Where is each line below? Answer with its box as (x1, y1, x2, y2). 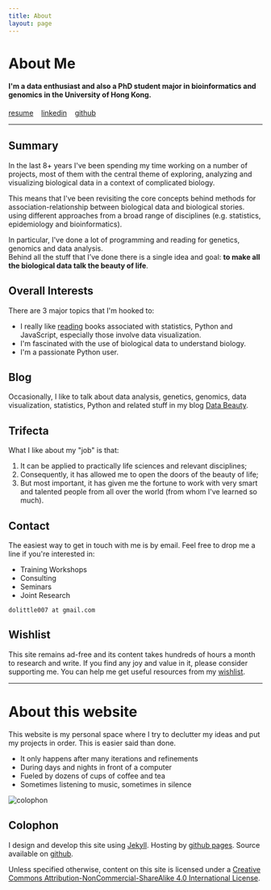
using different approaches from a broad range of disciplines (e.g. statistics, (8, 210, 261, 220)
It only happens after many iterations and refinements (19, 753, 199, 763)
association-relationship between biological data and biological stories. (8, 201, 245, 211)
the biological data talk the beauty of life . (8, 261, 149, 270)
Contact (8, 519, 50, 532)
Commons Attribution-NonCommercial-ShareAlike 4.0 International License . (8, 873, 261, 883)
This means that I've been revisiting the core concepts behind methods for (8, 193, 256, 203)
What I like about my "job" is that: (8, 446, 119, 456)
